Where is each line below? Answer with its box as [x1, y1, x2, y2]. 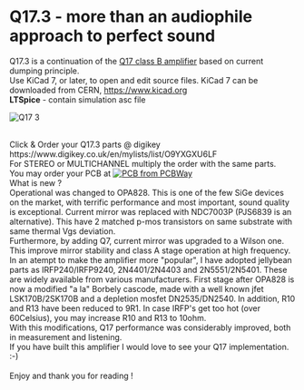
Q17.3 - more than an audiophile [9, 6, 252, 27]
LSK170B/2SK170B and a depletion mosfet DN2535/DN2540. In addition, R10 [9, 293, 296, 304]
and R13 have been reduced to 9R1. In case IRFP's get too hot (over [9, 302, 261, 314]
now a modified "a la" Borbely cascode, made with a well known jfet [9, 283, 265, 294]
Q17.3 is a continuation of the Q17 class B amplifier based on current [9, 55, 264, 66]
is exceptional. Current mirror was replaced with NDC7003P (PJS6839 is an [9, 206, 292, 217]
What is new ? [9, 177, 62, 188]
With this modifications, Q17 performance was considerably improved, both [9, 322, 291, 333]
